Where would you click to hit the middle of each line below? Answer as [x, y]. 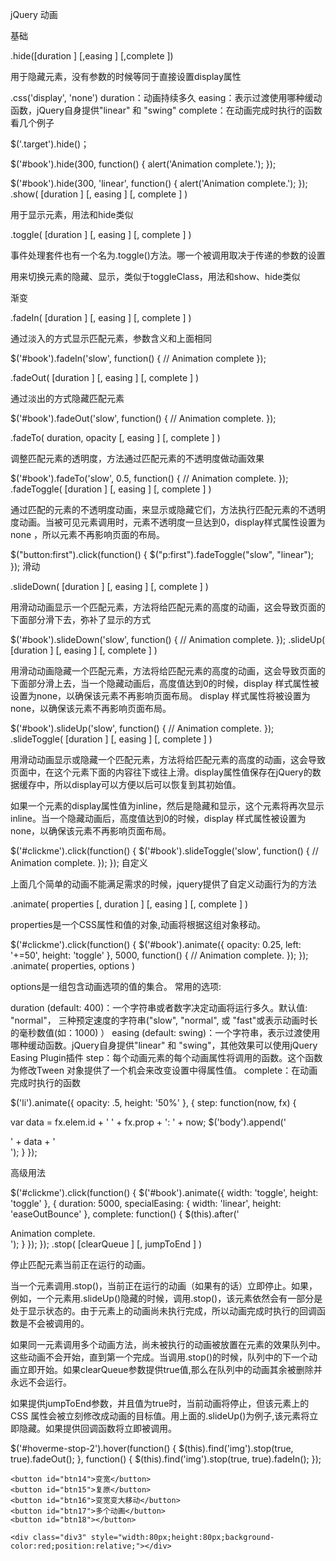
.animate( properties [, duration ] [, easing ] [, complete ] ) [129, 904]
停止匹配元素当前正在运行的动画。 [80, 1264]
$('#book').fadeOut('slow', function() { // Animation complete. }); [143, 418]
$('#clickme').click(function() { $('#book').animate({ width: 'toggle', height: [164, 1192]
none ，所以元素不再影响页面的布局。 [88, 534]
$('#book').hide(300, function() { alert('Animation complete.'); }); [143, 164]
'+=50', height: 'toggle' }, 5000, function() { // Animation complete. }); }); [159, 955]
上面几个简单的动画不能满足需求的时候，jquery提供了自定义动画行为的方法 [163, 884]
